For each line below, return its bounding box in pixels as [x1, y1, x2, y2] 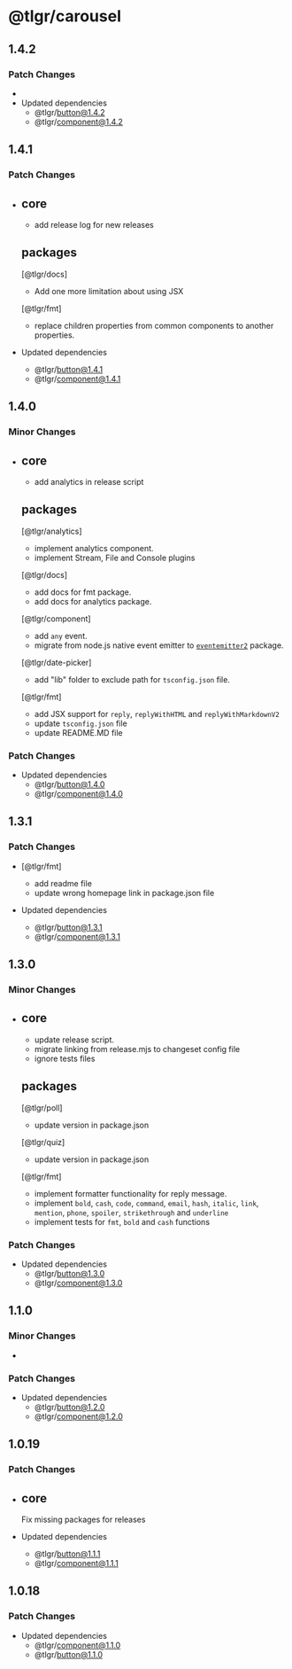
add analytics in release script [34, 476, 144, 487]
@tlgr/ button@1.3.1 [34, 922, 103, 932]
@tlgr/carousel [8, 6, 121, 27]
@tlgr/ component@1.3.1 [34, 931, 121, 941]
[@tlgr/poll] [20, 1102, 63, 1113]
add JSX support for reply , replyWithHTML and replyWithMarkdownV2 [34, 708, 280, 719]
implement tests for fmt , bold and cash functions [34, 1216, 210, 1227]
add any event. [34, 630, 88, 641]
